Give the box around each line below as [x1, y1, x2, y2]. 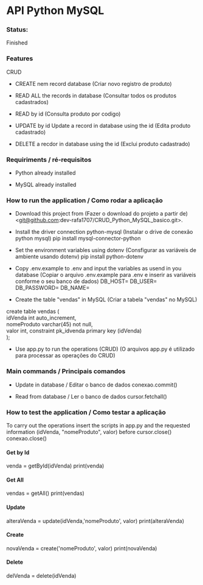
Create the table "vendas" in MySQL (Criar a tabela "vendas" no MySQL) [15, 296, 198, 303]
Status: [6, 26, 29, 34]
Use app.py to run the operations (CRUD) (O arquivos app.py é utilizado [15, 345, 195, 353]
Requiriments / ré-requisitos [6, 155, 92, 164]
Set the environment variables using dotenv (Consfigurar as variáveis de [15, 247, 196, 254]
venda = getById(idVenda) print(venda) [6, 462, 105, 469]
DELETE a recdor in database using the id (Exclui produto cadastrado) [15, 140, 190, 147]
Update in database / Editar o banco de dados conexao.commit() [15, 381, 177, 388]
